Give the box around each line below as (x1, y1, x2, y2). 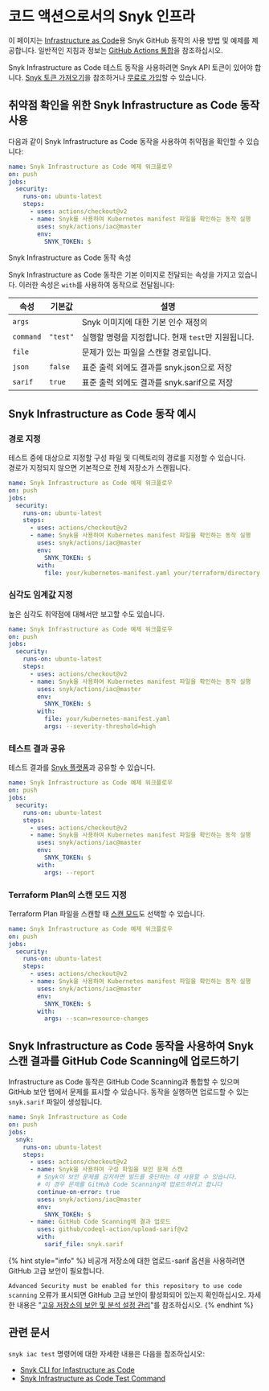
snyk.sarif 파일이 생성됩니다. (8, 1097, 103, 1107)
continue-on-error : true (37, 1187, 120, 1196)
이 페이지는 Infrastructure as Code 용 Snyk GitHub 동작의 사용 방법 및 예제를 (8, 35, 251, 45)
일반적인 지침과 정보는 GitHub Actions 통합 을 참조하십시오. (38, 45, 223, 55)
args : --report (43, 868, 95, 877)
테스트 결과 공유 (8, 743, 66, 754)
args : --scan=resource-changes (43, 1014, 149, 1023)
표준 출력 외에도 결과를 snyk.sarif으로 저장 (81, 377, 234, 389)
